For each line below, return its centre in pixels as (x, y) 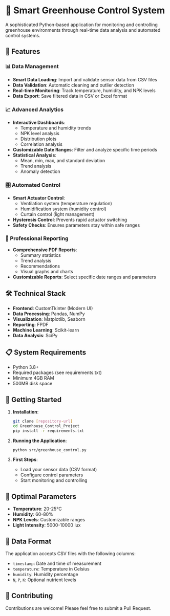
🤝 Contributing (29, 596)
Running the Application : (40, 441)
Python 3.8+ (26, 367)
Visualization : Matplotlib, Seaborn (49, 319)
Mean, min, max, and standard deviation (63, 160)
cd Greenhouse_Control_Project (46, 426)
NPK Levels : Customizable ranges (49, 520)
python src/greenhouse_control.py (49, 450)
